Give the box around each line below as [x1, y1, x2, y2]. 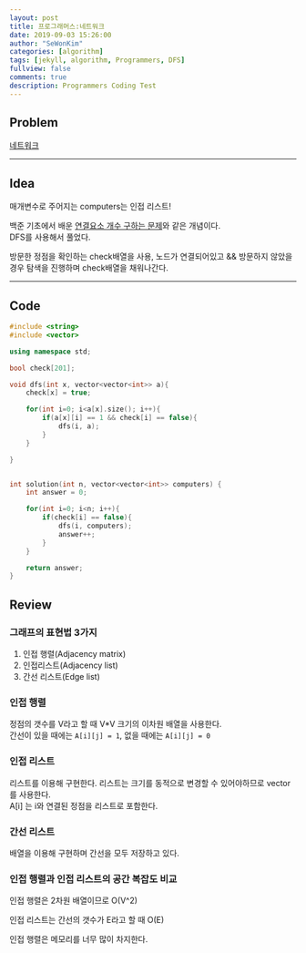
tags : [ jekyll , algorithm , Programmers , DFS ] [9, 56, 185, 65]
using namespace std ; [9, 347, 92, 356]
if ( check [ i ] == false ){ [42, 513, 132, 522]
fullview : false [9, 65, 71, 74]
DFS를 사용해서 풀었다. [9, 231, 91, 242]
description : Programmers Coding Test [9, 81, 157, 90]
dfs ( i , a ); [57, 422, 100, 431]
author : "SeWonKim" [9, 38, 84, 48]
